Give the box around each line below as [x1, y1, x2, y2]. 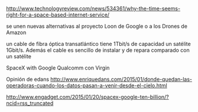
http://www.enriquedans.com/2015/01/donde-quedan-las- [50, 76, 193, 83]
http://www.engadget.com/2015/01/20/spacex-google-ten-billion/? [6, 94, 170, 100]
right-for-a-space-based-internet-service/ [6, 11, 110, 18]
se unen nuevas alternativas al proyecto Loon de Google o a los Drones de [6, 23, 188, 29]
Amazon [6, 29, 27, 36]
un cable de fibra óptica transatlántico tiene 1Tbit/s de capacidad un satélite [6, 41, 191, 47]
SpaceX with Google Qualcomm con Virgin [6, 64, 110, 71]
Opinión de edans [6, 76, 49, 83]
